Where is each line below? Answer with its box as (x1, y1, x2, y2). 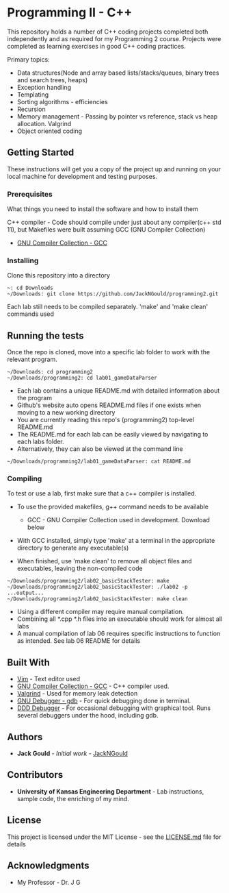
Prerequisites (7, 189, 53, 199)
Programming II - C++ (7, 5, 133, 21)
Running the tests (7, 330, 84, 341)
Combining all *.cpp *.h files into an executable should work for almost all (16, 615, 223, 623)
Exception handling (16, 83, 72, 91)
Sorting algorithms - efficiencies (16, 97, 108, 106)
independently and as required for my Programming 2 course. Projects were (7, 34, 221, 42)
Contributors (7, 769, 64, 781)
